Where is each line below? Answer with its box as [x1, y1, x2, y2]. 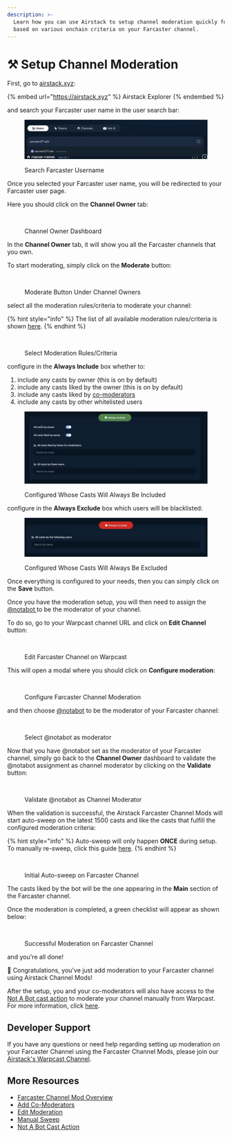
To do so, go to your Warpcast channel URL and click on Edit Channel [7, 619, 206, 627]
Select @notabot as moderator [24, 733, 112, 741]
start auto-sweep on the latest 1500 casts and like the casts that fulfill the [7, 816, 216, 824]
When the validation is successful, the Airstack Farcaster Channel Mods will [7, 809, 223, 817]
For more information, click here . [7, 1001, 100, 1010]
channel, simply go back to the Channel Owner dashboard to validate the [7, 754, 216, 762]
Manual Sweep [17, 1115, 60, 1123]
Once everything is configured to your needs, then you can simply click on [7, 577, 220, 586]
